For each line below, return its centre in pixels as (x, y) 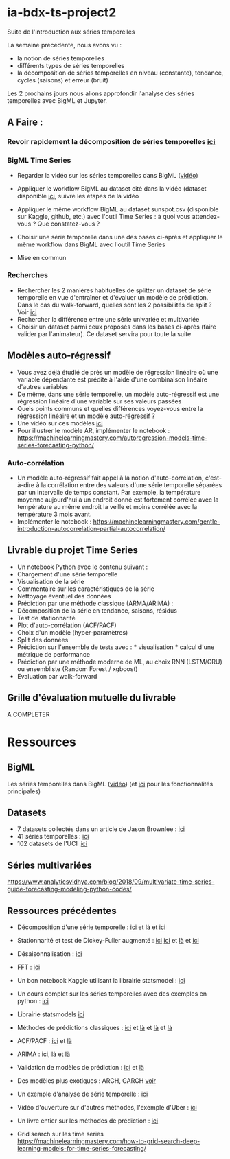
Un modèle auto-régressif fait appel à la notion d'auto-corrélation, (110, 478)
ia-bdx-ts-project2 (62, 13)
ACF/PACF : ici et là (44, 1041)
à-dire (26, 484)
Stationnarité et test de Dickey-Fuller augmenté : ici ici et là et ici (108, 941)
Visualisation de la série (50, 581)
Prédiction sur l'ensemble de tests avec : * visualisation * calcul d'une (116, 647)
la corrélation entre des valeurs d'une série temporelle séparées (131, 484)
